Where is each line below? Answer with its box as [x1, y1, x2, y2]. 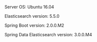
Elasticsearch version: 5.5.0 [4, 13, 60, 19]
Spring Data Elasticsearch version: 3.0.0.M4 [4, 32, 93, 37]
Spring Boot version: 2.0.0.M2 [4, 22, 65, 28]
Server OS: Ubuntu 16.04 [4, 4, 54, 10]
